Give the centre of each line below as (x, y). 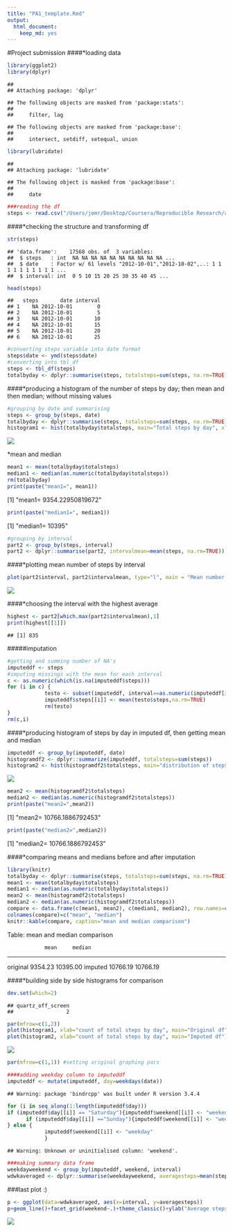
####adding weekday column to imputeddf (67, 1075)
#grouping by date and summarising (59, 408)
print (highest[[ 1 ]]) (37, 623)
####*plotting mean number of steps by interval (76, 565)
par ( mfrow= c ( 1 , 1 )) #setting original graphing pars (83, 1062)
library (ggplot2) (32, 66)
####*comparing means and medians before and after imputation (101, 857)
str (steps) (23, 239)
